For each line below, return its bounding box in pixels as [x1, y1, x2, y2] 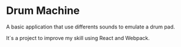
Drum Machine [6, 4, 80, 17]
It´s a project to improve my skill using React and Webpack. [6, 34, 150, 41]
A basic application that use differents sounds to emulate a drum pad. [6, 23, 175, 30]
